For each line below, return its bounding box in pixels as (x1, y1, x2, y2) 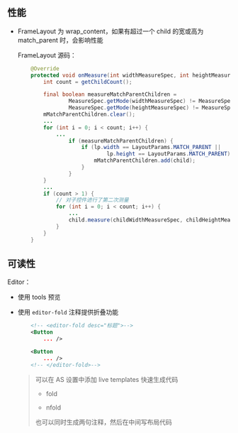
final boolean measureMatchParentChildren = (43, 91, 177, 98)
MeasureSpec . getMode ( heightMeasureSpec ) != (68, 104, 199, 111)
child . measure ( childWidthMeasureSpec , (68, 217, 183, 224)
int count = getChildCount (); (43, 78, 132, 85)
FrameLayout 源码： (17, 50, 76, 59)
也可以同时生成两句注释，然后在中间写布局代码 (35, 417, 172, 426)
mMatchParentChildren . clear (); (43, 111, 136, 119)
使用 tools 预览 (17, 293, 61, 302)
